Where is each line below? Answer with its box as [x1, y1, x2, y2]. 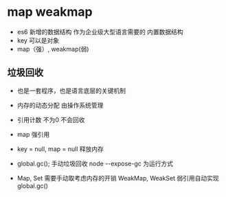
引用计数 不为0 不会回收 [16, 115, 85, 124]
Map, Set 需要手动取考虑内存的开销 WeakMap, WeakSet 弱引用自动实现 [16, 174, 220, 182]
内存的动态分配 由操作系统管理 [16, 101, 104, 109]
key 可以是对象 [16, 36, 60, 45]
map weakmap [7, 4, 93, 20]
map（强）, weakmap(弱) [16, 45, 89, 53]
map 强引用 [16, 130, 50, 138]
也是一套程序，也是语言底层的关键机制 [16, 86, 126, 95]
